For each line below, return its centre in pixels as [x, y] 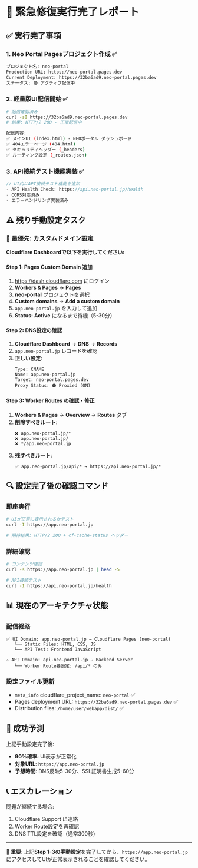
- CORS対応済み [23, 195]
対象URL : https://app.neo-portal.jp [60, 764]
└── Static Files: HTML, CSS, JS [55, 644]
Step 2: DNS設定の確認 [34, 330]
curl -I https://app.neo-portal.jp [50, 525]
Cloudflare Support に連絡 [46, 819]
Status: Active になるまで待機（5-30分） [65, 316]
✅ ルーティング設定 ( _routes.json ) [47, 155]
